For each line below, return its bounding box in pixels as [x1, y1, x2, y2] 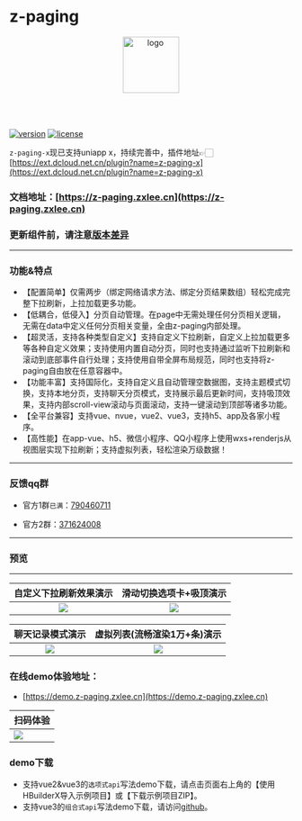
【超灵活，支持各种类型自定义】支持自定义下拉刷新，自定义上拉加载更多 [22, 331, 290, 343]
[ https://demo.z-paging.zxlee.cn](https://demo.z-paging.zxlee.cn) [22, 691, 269, 702]
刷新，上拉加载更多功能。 [46, 298, 141, 309]
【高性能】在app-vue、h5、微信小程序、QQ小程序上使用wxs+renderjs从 [22, 433, 292, 444]
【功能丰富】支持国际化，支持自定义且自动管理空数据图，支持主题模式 [22, 376, 283, 388]
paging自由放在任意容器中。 [22, 365, 128, 376]
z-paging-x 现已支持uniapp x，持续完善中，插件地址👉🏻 [9, 147, 214, 158]
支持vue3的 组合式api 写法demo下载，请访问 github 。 [22, 801, 213, 812]
